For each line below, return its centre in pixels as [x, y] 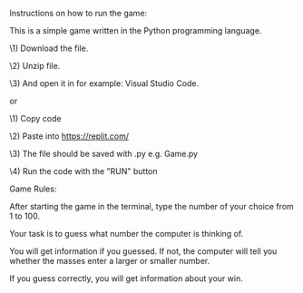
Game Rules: [33, 189]
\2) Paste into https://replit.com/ [69, 136]
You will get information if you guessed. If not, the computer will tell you [143, 251]
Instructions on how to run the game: [78, 13]
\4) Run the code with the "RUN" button [83, 171]
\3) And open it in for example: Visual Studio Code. [104, 83]
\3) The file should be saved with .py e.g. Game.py [103, 154]
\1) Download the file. [49, 48]
